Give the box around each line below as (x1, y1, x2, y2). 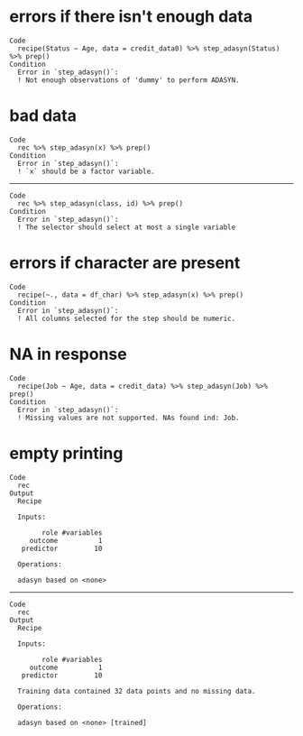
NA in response (9, 345, 128, 364)
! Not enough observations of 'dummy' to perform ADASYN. (17, 75, 241, 85)
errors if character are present (9, 253, 241, 273)
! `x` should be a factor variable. (17, 167, 155, 176)
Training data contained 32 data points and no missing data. (17, 686, 256, 695)
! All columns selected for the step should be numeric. (17, 314, 236, 323)
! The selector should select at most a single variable (17, 223, 236, 232)
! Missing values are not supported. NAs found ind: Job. (17, 413, 241, 422)
